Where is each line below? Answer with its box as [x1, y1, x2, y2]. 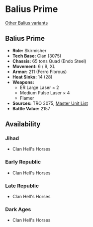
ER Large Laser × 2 [19, 84, 59, 90]
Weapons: [12, 79, 34, 85]
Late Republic [5, 182, 39, 189]
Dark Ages [5, 206, 31, 213]
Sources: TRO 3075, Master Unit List [12, 100, 88, 106]
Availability [5, 120, 41, 129]
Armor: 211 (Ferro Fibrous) [12, 69, 67, 75]
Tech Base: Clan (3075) [12, 53, 62, 59]
